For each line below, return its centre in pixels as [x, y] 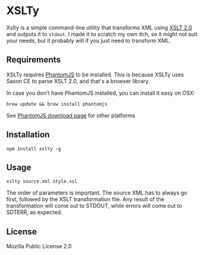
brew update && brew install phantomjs [57, 104]
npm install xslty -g [34, 149]
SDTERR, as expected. [34, 212]
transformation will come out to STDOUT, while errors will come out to [94, 206]
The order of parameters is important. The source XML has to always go [97, 193]
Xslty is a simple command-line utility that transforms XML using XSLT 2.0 [99, 28]
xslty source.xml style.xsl [42, 182]
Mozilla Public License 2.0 [39, 246]
